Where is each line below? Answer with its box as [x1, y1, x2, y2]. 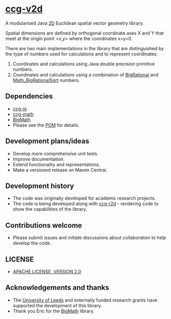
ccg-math [12, 111, 34, 117]
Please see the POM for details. [12, 122, 80, 128]
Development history [5, 182, 74, 190]
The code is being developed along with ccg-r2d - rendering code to [12, 201, 159, 207]
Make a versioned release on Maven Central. [12, 167, 108, 173]
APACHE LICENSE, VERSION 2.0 [12, 269, 81, 274]
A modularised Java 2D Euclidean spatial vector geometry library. [5, 20, 144, 26]
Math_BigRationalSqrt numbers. [12, 77, 80, 83]
